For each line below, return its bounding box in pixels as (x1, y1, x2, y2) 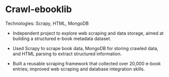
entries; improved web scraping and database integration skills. (12, 66, 145, 72)
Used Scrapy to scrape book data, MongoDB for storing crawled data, (12, 45, 158, 51)
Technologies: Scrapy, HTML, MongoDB (5, 20, 89, 26)
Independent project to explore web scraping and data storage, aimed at (12, 30, 164, 36)
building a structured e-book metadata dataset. (12, 35, 111, 42)
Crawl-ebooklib (5, 4, 72, 15)
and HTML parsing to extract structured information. (12, 51, 122, 57)
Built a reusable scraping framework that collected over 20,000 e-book (12, 60, 161, 66)
